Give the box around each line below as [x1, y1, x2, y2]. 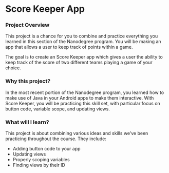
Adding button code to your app [12, 146, 81, 152]
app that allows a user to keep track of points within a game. [5, 44, 133, 50]
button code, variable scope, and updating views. [5, 106, 110, 112]
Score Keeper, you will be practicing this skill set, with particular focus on [5, 100, 160, 106]
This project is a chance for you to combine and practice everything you [5, 33, 158, 39]
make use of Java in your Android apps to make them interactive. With [5, 94, 154, 101]
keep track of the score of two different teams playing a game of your [5, 60, 153, 66]
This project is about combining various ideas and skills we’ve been [5, 130, 148, 137]
